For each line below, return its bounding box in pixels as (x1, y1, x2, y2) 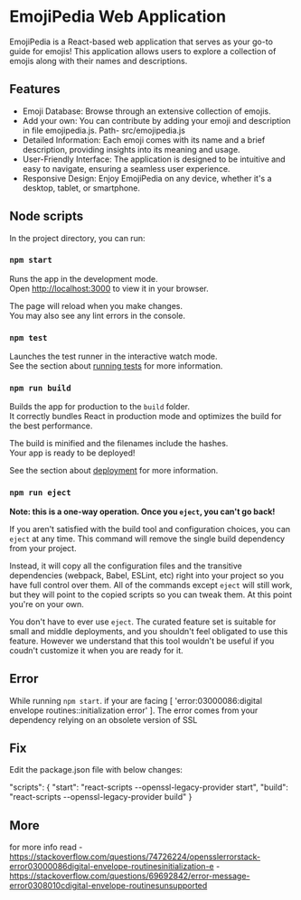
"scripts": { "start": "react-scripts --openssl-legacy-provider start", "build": (9, 782, 289, 792)
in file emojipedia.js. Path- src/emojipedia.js (22, 125, 185, 136)
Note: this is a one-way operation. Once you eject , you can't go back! (9, 506, 276, 517)
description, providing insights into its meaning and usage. (22, 144, 241, 155)
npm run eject (9, 488, 71, 498)
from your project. (9, 542, 77, 553)
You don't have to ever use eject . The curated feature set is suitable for (9, 616, 277, 627)
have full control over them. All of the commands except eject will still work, (9, 579, 293, 590)
